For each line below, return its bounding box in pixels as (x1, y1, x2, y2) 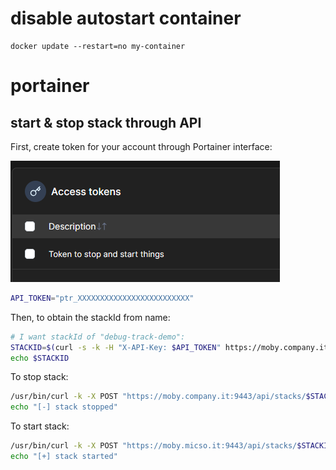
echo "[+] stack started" (10, 452, 118, 462)
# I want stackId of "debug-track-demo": (10, 332, 186, 342)
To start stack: (10, 420, 70, 432)
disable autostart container (10, 7, 242, 30)
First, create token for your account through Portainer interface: (10, 140, 273, 152)
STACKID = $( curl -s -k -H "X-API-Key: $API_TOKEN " (10, 342, 222, 352)
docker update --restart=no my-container (10, 41, 186, 51)
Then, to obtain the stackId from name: (10, 311, 171, 323)
